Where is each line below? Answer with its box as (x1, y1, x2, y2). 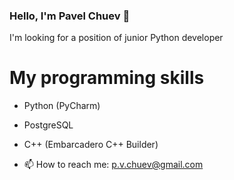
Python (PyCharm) (23, 100, 101, 112)
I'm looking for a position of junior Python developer (9, 32, 224, 44)
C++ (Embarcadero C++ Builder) (23, 139, 159, 151)
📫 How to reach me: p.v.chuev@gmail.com (23, 159, 204, 171)
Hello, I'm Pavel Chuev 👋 (9, 9, 131, 23)
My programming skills (9, 67, 205, 89)
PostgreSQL (23, 119, 74, 131)
